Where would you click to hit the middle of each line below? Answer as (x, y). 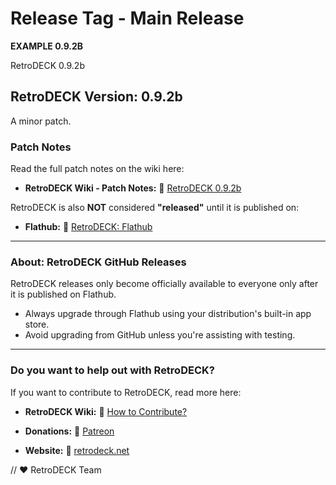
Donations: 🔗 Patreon (69, 431)
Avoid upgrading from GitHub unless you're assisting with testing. (160, 335)
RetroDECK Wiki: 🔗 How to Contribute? (106, 411)
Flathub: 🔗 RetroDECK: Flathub (88, 227)
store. (37, 324)
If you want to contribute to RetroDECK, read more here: (126, 392)
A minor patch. (41, 121)
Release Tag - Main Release (127, 18)
